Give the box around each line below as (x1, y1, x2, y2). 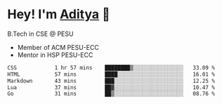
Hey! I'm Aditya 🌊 (7, 6, 110, 22)
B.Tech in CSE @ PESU (7, 30, 74, 38)
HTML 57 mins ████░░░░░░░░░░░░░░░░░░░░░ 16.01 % (7, 70, 216, 78)
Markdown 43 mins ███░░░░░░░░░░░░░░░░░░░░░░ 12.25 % (7, 77, 216, 84)
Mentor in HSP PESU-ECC (17, 51, 93, 59)
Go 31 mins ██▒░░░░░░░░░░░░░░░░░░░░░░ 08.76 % (7, 91, 216, 98)
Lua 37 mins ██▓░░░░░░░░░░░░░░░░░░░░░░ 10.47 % (7, 84, 216, 91)
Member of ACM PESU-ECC (17, 43, 100, 51)
